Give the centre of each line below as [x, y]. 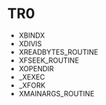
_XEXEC [32, 77]
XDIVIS [30, 43]
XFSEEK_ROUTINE [49, 60]
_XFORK [32, 85]
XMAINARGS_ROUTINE [57, 93]
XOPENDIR [36, 68]
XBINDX [31, 35]
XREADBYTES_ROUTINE [58, 52]
